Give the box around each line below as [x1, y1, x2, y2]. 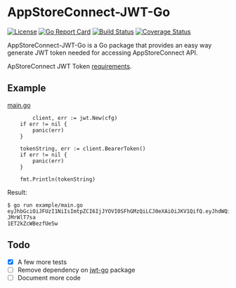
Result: [7, 188, 27, 196]
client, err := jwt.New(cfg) [32, 114, 118, 121]
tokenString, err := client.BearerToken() [20, 145, 146, 152]
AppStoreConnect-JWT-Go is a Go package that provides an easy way [7, 41, 212, 49]
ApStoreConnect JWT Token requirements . [7, 62, 132, 70]
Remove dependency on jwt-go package [17, 266, 136, 274]
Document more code [17, 273, 81, 282]
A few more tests [17, 257, 67, 266]
